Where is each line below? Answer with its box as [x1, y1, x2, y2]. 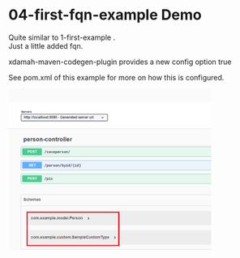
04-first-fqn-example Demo [8, 6, 202, 24]
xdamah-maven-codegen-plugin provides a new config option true [8, 57, 233, 67]
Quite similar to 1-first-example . [8, 32, 116, 42]
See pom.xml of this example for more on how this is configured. [8, 72, 225, 82]
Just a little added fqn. [8, 41, 84, 50]
